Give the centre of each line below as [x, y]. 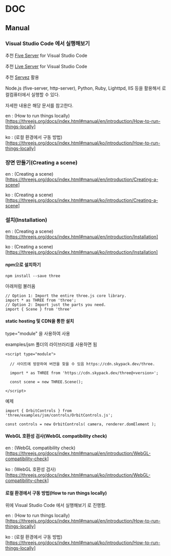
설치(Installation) [26, 220]
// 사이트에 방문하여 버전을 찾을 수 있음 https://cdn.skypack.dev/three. [82, 364]
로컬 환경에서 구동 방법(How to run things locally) [56, 493]
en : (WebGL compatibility [33, 448]
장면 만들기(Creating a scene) [41, 162]
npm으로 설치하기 [23, 265]
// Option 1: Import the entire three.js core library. [66, 296]
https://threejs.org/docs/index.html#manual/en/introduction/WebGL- [79, 454]
